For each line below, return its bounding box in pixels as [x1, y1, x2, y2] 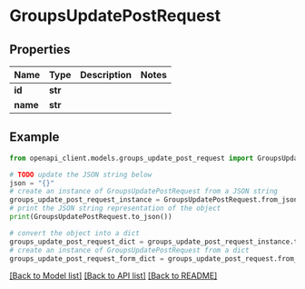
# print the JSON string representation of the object [9, 204, 221, 214]
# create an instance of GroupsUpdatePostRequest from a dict [9, 245, 250, 254]
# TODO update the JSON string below [9, 170, 152, 179]
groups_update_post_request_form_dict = [9, 254, 165, 264]
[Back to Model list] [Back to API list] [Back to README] [9, 270, 218, 282]
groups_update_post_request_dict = [9, 237, 144, 246]
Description [80, 69, 132, 81]
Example [9, 129, 60, 145]
